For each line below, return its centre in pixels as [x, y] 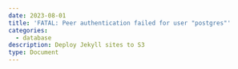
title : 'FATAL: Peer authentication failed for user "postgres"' [119, 23]
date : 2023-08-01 [37, 15]
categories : [28, 30]
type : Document [34, 52]
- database [34, 38]
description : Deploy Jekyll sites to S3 [77, 45]
